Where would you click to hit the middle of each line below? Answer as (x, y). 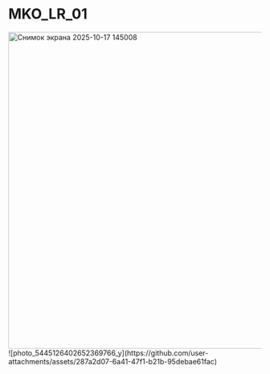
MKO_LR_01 (48, 14)
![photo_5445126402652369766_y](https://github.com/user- (108, 353)
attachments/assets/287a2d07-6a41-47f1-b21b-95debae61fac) (113, 361)
